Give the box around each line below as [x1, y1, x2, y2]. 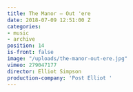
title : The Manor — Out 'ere [7, 10, 91, 17]
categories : [7, 23, 41, 30]
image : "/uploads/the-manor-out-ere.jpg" [7, 55, 128, 62]
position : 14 [7, 42, 45, 49]
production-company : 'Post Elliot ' [7, 74, 112, 82]
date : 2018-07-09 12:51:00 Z [7, 17, 91, 24]
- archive [7, 36, 36, 43]
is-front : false [7, 49, 54, 56]
